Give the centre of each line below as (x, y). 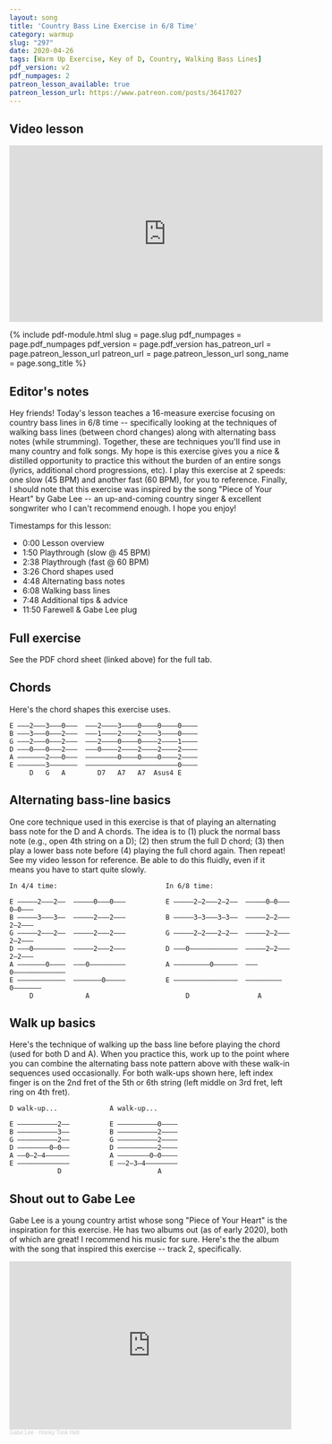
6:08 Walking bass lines (66, 591)
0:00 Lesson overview (63, 543)
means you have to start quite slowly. (78, 869)
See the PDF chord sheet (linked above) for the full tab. (111, 659)
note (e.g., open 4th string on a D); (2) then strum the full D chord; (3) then (147, 841)
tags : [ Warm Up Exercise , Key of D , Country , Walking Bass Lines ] (136, 59)
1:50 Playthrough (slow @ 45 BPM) (86, 553)
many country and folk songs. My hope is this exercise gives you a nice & (145, 451)
